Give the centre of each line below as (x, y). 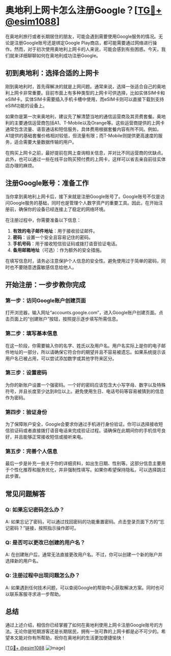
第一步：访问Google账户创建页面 (46, 300)
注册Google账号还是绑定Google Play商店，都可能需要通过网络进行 (83, 43)
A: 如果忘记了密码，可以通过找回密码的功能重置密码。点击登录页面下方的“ (83, 522)
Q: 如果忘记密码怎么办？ (35, 510)
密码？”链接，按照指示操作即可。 (44, 528)
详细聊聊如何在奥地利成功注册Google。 (60, 55)
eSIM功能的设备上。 (26, 106)
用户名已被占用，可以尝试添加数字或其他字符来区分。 (61, 358)
